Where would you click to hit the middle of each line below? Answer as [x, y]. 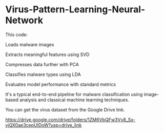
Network [24, 20]
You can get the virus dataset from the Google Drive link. [65, 109]
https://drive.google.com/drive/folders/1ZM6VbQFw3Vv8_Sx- [70, 120]
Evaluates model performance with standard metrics [61, 84]
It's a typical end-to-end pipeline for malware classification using [74, 94]
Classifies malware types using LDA [43, 74]
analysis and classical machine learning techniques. [75, 100]
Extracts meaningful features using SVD [47, 54]
